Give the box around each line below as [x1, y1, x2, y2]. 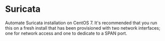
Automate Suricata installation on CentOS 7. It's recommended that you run [5, 20, 158, 26]
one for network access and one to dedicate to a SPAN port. [5, 30, 127, 36]
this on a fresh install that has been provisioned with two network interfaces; [5, 25, 161, 31]
